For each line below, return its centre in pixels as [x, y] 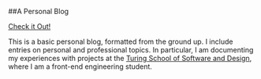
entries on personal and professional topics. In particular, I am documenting [131, 50]
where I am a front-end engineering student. [80, 66]
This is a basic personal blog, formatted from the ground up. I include [121, 41]
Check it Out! [30, 26]
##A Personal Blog [39, 11]
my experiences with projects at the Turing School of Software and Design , [130, 58]
